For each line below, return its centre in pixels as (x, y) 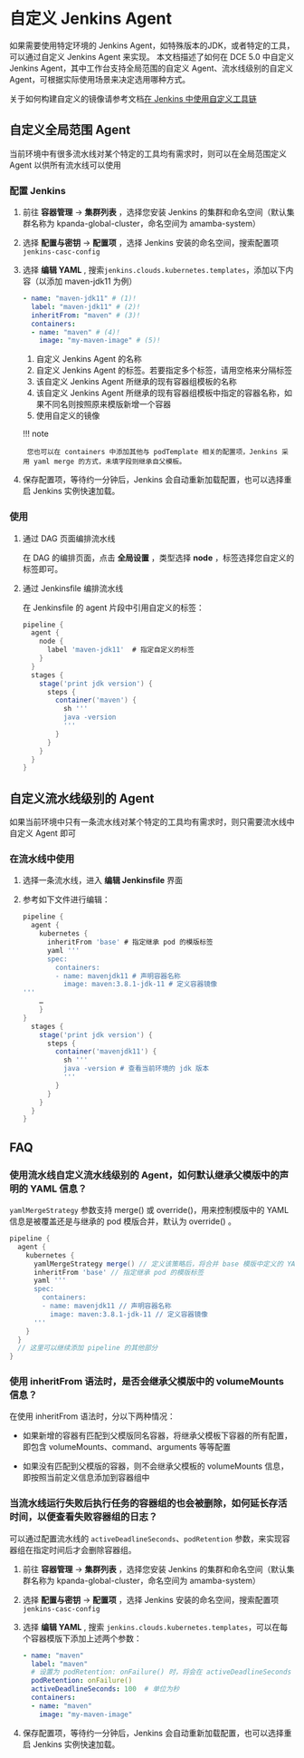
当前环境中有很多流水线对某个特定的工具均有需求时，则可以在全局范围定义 (148, 153)
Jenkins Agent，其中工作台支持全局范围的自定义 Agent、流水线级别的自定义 (152, 68)
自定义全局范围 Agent (70, 130)
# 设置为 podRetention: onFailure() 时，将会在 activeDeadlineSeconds (161, 1672)
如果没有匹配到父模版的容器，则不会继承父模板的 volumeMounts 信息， (156, 1466)
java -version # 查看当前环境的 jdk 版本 (136, 1069)
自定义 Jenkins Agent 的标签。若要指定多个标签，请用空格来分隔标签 (164, 370)
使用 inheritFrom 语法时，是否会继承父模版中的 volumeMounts (147, 1382)
